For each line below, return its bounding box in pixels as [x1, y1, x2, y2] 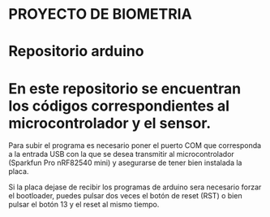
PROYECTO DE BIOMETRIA [8, 5, 192, 24]
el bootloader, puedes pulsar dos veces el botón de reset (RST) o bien [8, 191, 242, 201]
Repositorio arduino [8, 42, 144, 61]
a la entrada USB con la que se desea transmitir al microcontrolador [8, 150, 235, 159]
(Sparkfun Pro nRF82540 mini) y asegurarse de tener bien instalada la [8, 158, 242, 167]
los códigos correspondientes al [8, 97, 229, 115]
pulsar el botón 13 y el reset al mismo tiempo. [8, 200, 160, 210]
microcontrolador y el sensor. [8, 114, 212, 132]
